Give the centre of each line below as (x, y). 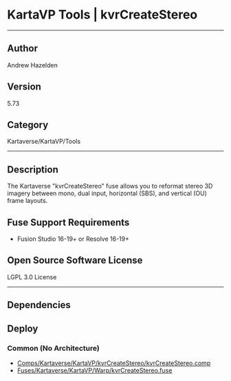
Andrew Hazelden (33, 65)
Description (33, 170)
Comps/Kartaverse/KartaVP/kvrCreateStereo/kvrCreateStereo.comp (114, 363)
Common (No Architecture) (53, 348)
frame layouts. (27, 201)
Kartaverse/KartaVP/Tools (44, 142)
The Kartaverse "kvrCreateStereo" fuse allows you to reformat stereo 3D (110, 186)
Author (22, 48)
